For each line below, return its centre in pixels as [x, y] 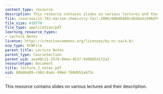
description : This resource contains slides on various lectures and [77, 14]
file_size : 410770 [24, 23]
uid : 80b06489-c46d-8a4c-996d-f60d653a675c [50, 73]
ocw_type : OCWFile [24, 46]
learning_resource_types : [31, 32]
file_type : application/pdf [33, 28]
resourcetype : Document [29, 63]
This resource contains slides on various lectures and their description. [76, 86]
